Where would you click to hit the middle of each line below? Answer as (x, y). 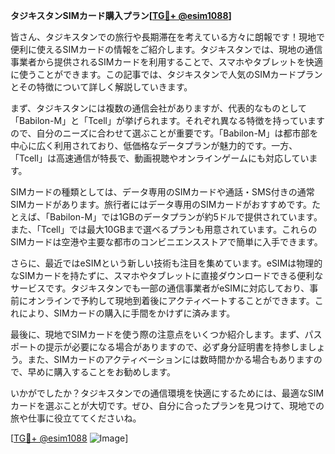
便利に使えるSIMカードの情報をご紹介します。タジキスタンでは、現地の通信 (166, 49)
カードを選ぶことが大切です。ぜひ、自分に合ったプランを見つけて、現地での (167, 405)
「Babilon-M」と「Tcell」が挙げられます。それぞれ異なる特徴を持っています (167, 120)
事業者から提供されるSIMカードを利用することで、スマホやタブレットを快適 (166, 62)
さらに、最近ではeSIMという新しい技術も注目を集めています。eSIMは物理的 (166, 263)
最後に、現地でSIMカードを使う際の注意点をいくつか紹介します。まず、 (157, 334)
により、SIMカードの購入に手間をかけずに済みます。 (127, 313)
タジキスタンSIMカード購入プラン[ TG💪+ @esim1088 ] (121, 15)
